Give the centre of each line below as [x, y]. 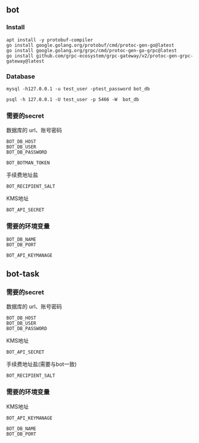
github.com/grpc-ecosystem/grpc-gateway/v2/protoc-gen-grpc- [115, 56]
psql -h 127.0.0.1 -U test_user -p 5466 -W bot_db [73, 100]
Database [21, 76]
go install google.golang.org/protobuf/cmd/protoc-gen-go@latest [90, 45]
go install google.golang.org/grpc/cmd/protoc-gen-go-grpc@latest [92, 50]
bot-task [23, 273]
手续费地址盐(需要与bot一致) [41, 364]
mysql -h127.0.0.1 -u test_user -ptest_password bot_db [78, 89]
